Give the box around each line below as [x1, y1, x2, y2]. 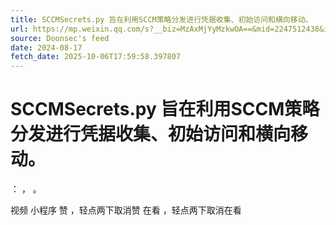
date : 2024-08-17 [10, 42, 83, 53]
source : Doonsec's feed [10, 33, 110, 43]
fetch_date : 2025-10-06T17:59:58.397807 [10, 52, 182, 62]
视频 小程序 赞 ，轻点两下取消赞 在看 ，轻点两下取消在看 [10, 204, 242, 216]
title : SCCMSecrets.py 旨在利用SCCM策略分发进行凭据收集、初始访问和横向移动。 [10, 14, 313, 25]
